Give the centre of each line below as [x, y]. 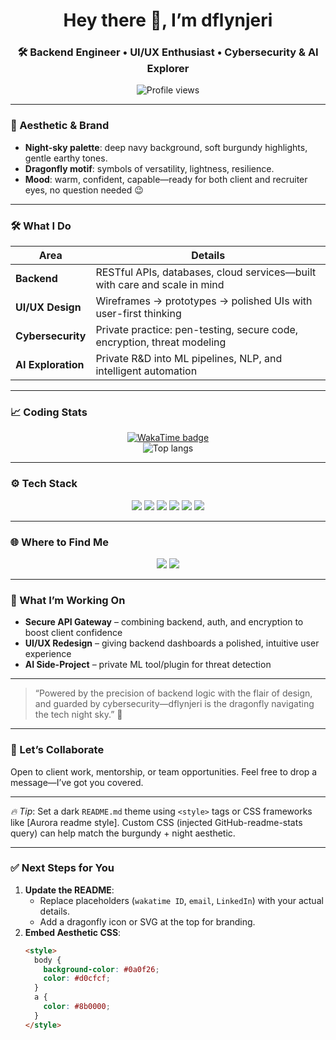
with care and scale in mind [160, 285]
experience [48, 654]
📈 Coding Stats [49, 412]
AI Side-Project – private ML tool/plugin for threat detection [148, 665]
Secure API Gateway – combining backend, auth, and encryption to [164, 622]
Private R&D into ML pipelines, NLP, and [189, 359]
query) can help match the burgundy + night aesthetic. [123, 833]
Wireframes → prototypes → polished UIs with [204, 301]
